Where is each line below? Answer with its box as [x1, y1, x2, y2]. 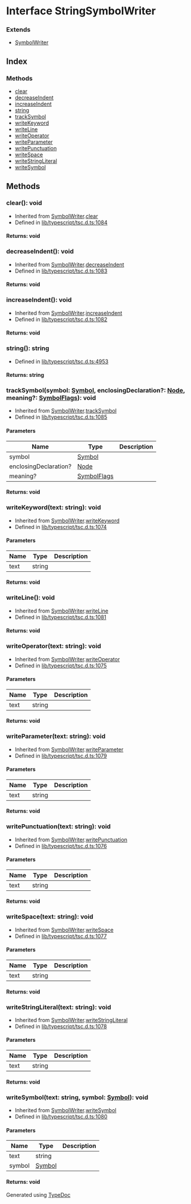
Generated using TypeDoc [6, 1191, 71, 1199]
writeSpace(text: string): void [6, 912, 93, 921]
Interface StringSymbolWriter [6, 4, 156, 18]
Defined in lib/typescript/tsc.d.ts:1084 [14, 219, 108, 226]
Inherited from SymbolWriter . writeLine [14, 607, 109, 614]
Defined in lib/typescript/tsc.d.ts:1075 [14, 662, 107, 669]
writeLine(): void [6, 593, 55, 602]
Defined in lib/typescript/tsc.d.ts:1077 [14, 932, 107, 940]
